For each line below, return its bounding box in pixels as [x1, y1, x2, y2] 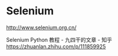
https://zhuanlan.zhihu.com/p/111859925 [6, 43, 106, 50]
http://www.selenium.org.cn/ [6, 24, 77, 31]
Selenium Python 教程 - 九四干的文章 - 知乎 [6, 36, 112, 43]
